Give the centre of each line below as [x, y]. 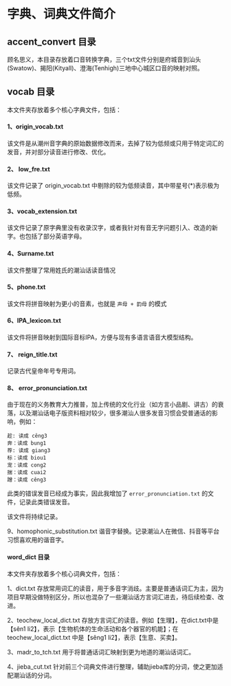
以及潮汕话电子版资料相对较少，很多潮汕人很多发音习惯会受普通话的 [115, 413]
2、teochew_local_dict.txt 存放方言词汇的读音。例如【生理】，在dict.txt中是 [113, 620]
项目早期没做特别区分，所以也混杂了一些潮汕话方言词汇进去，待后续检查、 [112, 597]
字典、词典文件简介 [62, 14]
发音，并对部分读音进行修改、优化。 [58, 152]
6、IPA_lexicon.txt [34, 321]
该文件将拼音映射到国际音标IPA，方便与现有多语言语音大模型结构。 [102, 337]
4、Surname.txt [31, 254]
